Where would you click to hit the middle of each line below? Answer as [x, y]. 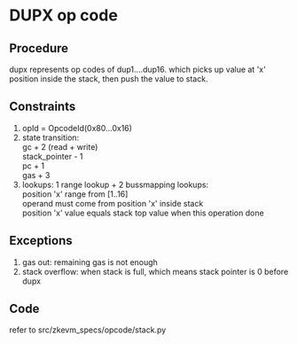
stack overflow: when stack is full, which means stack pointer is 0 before [155, 271]
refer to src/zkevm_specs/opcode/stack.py [88, 330]
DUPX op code [63, 16]
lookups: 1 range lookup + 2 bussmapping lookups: [115, 184]
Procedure [39, 48]
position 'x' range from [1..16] [75, 194]
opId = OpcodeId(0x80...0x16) [77, 128]
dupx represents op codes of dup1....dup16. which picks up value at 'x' [137, 69]
